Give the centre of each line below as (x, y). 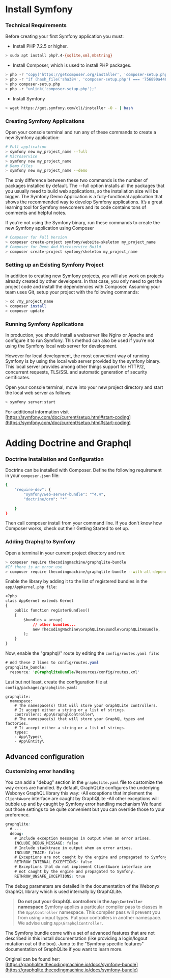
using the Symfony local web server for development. (62, 346)
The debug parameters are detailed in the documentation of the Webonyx (82, 886)
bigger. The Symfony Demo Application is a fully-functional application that (84, 197)
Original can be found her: (33, 959)
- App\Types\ (28, 737)
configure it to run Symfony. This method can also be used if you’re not (80, 340)
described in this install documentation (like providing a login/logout (76, 938)
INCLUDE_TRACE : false (37, 853)
